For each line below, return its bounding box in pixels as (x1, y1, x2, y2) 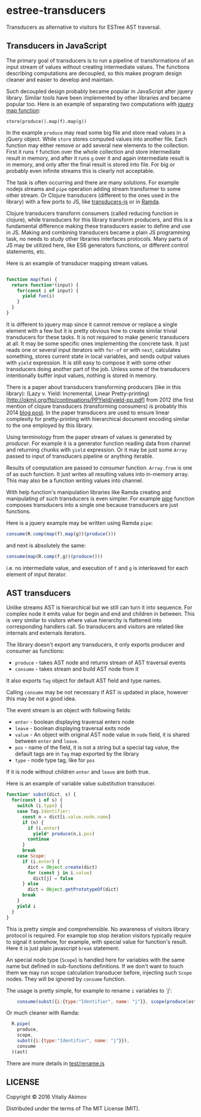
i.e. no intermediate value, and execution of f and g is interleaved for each (6, 564, 188, 571)
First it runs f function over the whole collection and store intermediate (6, 148, 181, 155)
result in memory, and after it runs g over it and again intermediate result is (6, 154, 190, 162)
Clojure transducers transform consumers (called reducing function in (6, 210, 178, 217)
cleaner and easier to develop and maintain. (6, 76, 115, 83)
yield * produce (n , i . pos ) (32, 831, 95, 837)
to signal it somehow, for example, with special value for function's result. (6, 938, 187, 945)
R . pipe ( (11, 1021, 31, 1027)
